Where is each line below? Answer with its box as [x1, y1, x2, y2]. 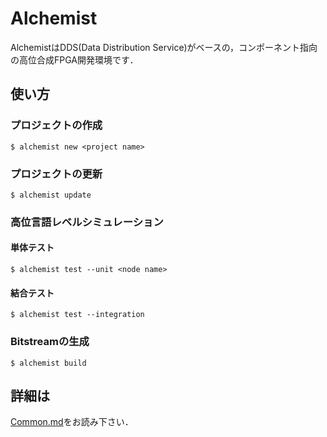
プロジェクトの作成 [10, 118, 103, 132]
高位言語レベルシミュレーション [10, 215, 164, 229]
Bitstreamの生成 [10, 335, 90, 349]
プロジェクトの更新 [10, 167, 103, 181]
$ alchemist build [10, 358, 87, 368]
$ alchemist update [10, 190, 92, 200]
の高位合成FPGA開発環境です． [10, 53, 139, 66]
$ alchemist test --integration [10, 310, 145, 320]
